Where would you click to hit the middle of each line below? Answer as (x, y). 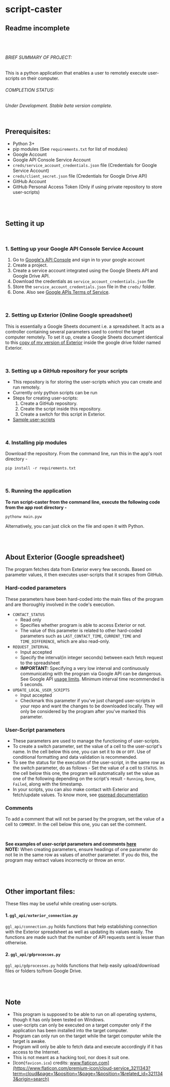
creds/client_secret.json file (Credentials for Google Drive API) (80, 176)
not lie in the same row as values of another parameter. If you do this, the (82, 855)
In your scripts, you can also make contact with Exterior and (75, 789)
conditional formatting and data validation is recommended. (75, 757)
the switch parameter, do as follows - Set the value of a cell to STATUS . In (88, 768)
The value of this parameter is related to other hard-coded (81, 630)
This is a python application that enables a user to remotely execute (76, 73)
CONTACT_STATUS (29, 615)
